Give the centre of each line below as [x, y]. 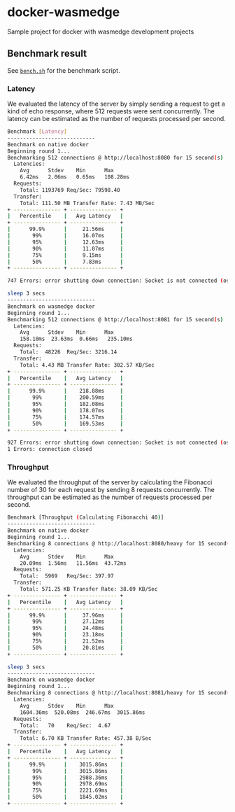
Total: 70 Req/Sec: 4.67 [65, 725]
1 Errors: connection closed [50, 449]
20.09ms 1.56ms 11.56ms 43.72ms [73, 563]
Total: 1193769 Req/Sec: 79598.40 [70, 190]
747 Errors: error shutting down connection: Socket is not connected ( [115, 281]
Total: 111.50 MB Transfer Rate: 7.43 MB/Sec [87, 203]
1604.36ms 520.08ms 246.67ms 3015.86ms [83, 712]
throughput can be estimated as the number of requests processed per [109, 497]
